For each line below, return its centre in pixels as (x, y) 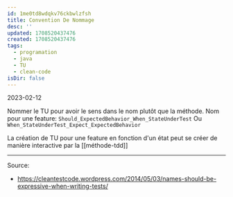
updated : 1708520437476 (42, 33)
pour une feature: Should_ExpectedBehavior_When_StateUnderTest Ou (105, 119)
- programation (35, 53)
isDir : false (26, 78)
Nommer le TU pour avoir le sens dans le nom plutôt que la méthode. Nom (113, 111)
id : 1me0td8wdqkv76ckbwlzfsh (49, 14)
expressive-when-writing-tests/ (63, 186)
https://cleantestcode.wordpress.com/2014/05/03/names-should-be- (117, 179)
